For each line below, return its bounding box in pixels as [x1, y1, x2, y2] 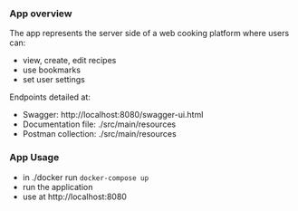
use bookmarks [22, 64, 82, 75]
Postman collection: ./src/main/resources [22, 129, 177, 139]
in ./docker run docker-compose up [22, 171, 149, 183]
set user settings [22, 74, 86, 85]
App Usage [9, 151, 60, 164]
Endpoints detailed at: [9, 91, 91, 102]
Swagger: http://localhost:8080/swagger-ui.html [22, 110, 204, 120]
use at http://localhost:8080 [22, 191, 127, 202]
